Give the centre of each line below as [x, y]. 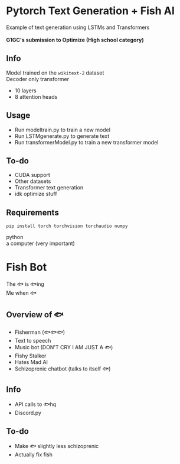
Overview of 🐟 [35, 315]
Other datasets [33, 181]
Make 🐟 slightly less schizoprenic [57, 446]
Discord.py [28, 413]
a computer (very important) [40, 243]
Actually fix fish [34, 455]
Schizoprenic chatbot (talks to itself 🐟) [63, 369]
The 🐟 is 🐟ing [25, 284]
